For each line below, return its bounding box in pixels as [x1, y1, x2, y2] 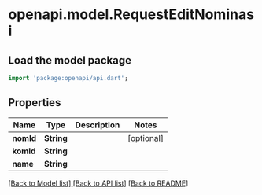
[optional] [127, 132, 164, 143]
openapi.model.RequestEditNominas [8, 6, 254, 24]
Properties [8, 96, 61, 109]
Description [75, 120, 120, 131]
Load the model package [8, 53, 132, 67]
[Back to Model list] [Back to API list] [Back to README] [8, 178, 189, 188]
